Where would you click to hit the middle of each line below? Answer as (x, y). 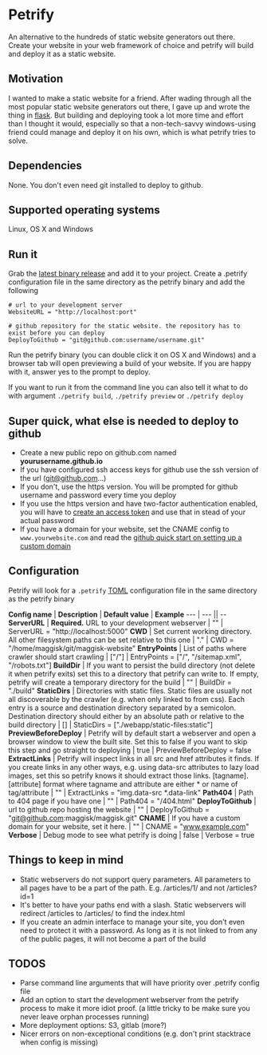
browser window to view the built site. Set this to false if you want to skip (128, 741)
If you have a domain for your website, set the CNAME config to (124, 529)
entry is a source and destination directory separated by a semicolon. (122, 708)
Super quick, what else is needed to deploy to (124, 421)
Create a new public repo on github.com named (98, 452)
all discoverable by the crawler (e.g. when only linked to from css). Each (127, 699)
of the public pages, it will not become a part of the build (113, 938)
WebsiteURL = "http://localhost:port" (73, 312)
